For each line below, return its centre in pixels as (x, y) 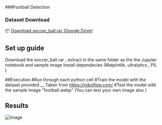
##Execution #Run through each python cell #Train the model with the (76, 80)
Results (17, 106)
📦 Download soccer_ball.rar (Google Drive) (49, 31)
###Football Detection (28, 7)
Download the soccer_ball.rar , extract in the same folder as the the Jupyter (81, 60)
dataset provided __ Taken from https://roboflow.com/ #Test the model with (81, 85)
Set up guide (25, 48)
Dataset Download (27, 20)
